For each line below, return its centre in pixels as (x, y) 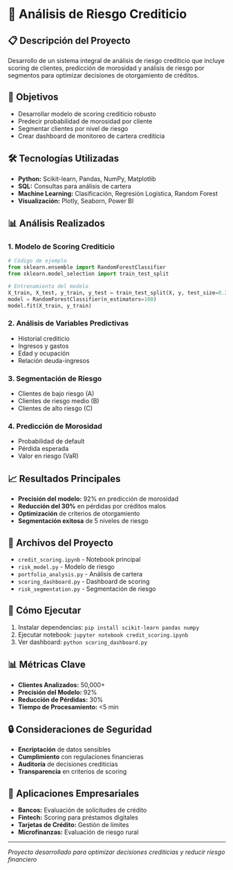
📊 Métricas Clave (47, 665)
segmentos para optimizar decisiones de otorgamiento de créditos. (103, 75)
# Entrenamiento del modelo (48, 286)
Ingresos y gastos (43, 346)
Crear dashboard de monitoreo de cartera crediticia (91, 136)
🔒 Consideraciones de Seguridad (80, 729)
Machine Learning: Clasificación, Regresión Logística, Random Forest (118, 193)
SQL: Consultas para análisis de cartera (74, 186)
